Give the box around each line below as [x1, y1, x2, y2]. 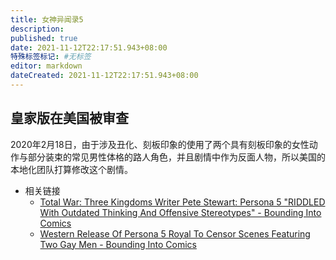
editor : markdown [10, 61, 83, 71]
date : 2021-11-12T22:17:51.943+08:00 [10, 42, 168, 53]
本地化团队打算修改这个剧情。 [10, 163, 133, 175]
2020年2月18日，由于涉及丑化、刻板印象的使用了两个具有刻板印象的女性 [10, 138, 310, 150]
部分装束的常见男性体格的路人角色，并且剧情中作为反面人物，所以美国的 [27, 151, 326, 163]
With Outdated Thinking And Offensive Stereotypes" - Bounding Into [39, 206, 322, 218]
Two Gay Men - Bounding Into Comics [39, 238, 197, 250]
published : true [10, 33, 78, 43]
